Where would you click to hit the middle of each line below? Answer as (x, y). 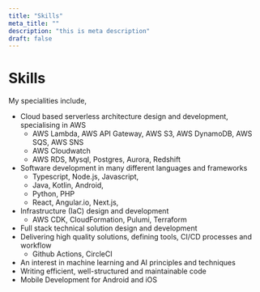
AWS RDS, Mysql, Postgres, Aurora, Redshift (106, 159)
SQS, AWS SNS (58, 142)
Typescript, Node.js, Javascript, (85, 177)
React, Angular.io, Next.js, (75, 202)
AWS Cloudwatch (62, 151)
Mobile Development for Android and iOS (89, 280)
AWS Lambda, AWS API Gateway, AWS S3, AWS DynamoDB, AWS (142, 133)
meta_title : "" (34, 23)
